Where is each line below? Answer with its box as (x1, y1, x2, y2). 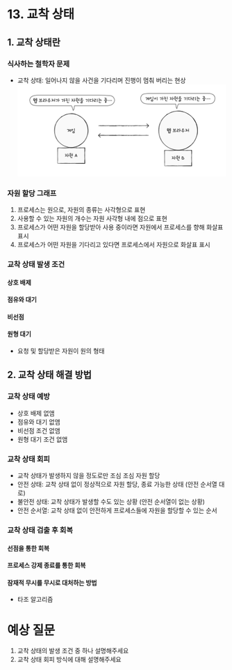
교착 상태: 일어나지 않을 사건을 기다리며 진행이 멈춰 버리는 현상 (17, 76, 186, 84)
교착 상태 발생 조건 (7, 259, 65, 269)
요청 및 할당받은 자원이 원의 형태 (17, 347, 105, 356)
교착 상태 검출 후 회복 (7, 525, 73, 535)
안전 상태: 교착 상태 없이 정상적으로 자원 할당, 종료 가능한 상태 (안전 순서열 (17, 480, 217, 488)
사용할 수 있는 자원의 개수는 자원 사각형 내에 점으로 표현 (17, 214, 168, 223)
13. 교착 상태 (7, 6, 75, 22)
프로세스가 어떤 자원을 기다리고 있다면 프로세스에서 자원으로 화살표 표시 (17, 241, 210, 249)
